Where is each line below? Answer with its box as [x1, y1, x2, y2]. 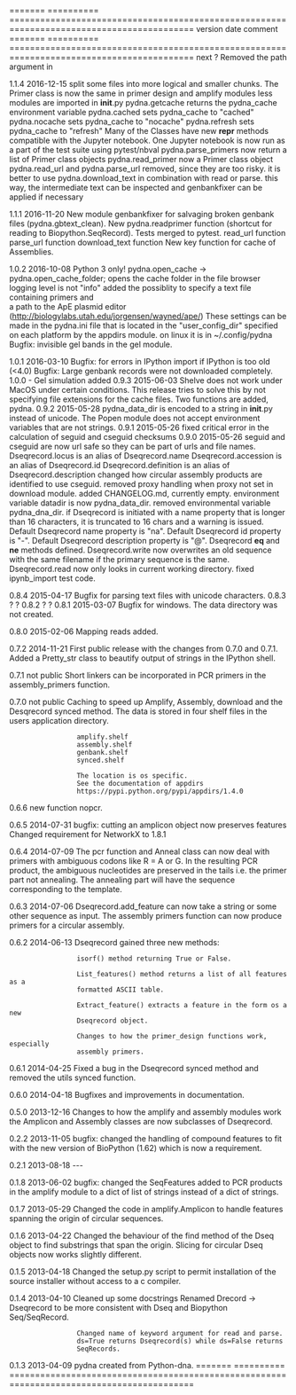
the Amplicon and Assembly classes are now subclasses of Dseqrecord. [9, 1117, 273, 1126]
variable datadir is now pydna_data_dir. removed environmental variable [9, 498, 271, 508]
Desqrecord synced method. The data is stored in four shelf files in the [9, 706, 268, 717]
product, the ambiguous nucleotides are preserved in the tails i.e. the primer [9, 866, 287, 875]
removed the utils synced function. [9, 1072, 136, 1083]
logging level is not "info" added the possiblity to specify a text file [9, 283, 252, 293]
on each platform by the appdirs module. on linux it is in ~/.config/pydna [9, 330, 273, 340]
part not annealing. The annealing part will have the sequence [9, 874, 236, 885]
